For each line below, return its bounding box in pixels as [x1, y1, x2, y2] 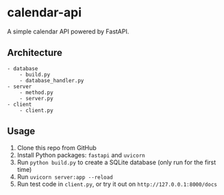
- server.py [19, 95, 53, 102]
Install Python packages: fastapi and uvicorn [16, 151, 145, 159]
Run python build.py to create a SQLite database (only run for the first [16, 158, 216, 166]
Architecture [7, 47, 63, 59]
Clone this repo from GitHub [16, 143, 97, 151]
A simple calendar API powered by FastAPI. [7, 27, 129, 35]
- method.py [19, 89, 53, 96]
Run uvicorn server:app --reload [16, 172, 113, 181]
